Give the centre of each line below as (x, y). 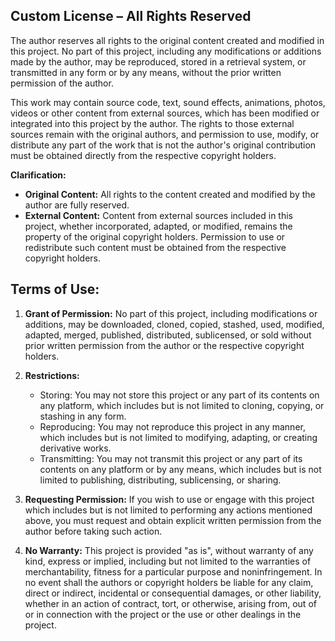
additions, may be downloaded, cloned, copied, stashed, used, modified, (174, 324)
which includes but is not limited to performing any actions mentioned (168, 510)
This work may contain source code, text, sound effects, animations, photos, (168, 102)
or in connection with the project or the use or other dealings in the (163, 614)
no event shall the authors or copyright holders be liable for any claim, (169, 582)
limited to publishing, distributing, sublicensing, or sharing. (160, 480)
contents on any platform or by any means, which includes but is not (180, 469)
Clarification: (38, 175)
